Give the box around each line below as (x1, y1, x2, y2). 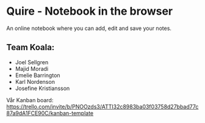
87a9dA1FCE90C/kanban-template (6, 109, 94, 117)
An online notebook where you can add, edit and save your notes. (6, 24, 172, 32)
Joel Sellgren (15, 58, 49, 65)
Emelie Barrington (15, 72, 60, 79)
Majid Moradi (15, 65, 49, 72)
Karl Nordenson (15, 78, 55, 85)
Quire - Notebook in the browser (6, 4, 173, 18)
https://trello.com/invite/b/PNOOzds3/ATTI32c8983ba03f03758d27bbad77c (6, 103, 199, 110)
